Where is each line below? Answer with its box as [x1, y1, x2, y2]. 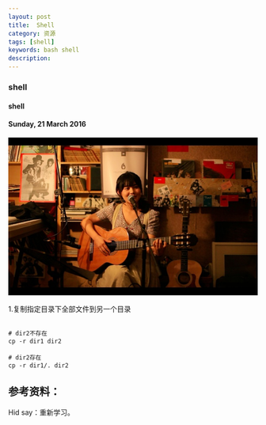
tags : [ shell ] [8, 38, 55, 46]
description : [8, 55, 51, 63]
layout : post [8, 13, 51, 21]
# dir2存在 [8, 353, 42, 362]
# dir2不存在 [8, 329, 47, 337]
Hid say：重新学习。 [8, 408, 75, 417]
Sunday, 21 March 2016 [8, 120, 87, 129]
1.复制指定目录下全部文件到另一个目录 [8, 304, 131, 313]
